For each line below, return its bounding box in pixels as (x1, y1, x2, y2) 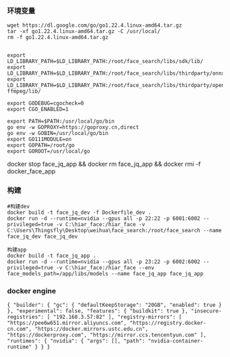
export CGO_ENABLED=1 (7, 106, 69, 113)
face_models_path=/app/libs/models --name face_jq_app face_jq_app (7, 270, 204, 277)
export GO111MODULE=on (7, 136, 72, 143)
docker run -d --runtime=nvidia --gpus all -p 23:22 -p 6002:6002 (7, 258, 201, 265)
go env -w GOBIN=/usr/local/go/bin (7, 130, 109, 137)
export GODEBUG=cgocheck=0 (7, 100, 84, 107)
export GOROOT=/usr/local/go (7, 148, 90, 155)
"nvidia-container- (148, 337, 204, 344)
